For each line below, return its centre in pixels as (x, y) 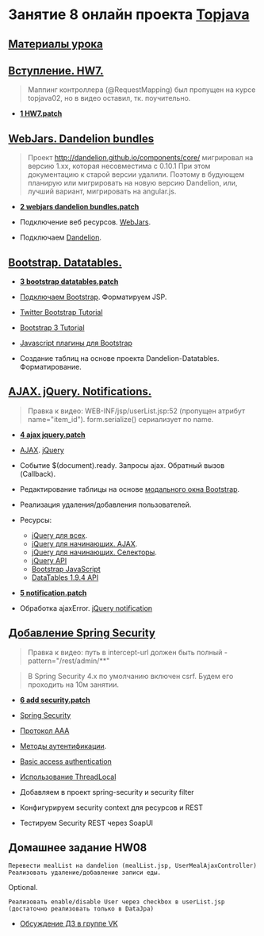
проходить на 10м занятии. (73, 685)
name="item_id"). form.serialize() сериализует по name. (121, 419)
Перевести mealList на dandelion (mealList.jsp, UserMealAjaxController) (133, 866)
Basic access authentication (66, 761)
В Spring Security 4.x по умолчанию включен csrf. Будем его (130, 676)
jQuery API (49, 560)
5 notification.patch (53, 593)
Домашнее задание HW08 (78, 848)
